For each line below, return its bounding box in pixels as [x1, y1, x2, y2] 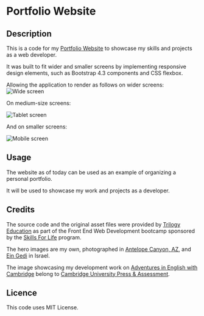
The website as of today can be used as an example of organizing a [6, 169, 177, 176]
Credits [6, 205, 35, 215]
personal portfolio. [6, 175, 53, 182]
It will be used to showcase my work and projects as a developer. [6, 187, 171, 194]
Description [6, 29, 52, 39]
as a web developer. [6, 51, 57, 58]
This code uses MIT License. [6, 304, 79, 311]
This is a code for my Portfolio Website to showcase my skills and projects [6, 44, 193, 52]
